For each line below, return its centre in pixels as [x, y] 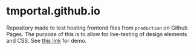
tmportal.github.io [53, 11]
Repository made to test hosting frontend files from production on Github [97, 28]
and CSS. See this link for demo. [47, 40]
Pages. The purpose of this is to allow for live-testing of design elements [97, 34]
